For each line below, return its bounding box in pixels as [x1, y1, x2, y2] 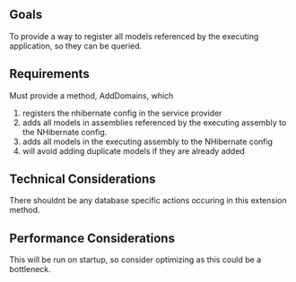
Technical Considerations [9, 172, 156, 187]
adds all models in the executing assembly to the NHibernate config [22, 136, 274, 147]
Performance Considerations [9, 230, 175, 245]
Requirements [9, 66, 90, 81]
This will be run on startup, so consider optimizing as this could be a [9, 254, 262, 265]
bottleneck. [9, 264, 51, 275]
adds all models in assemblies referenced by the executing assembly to [22, 116, 287, 128]
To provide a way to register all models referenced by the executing [9, 30, 259, 41]
